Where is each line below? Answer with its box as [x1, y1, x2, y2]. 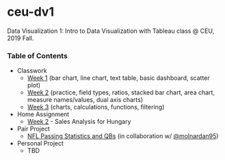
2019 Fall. [7, 34, 34, 42]
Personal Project [16, 139, 64, 148]
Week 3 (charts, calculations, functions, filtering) [27, 103, 165, 111]
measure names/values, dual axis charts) [27, 96, 144, 104]
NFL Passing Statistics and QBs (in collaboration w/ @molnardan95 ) [27, 132, 219, 140]
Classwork [16, 66, 47, 75]
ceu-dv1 [7, 4, 55, 20]
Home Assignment [16, 110, 70, 118]
